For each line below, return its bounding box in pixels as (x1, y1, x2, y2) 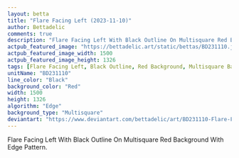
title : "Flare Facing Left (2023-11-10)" (7, 17, 132, 24)
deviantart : (7, 115, 43, 123)
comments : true (7, 30, 53, 38)
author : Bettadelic (7, 23, 65, 30)
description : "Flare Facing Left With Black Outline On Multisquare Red (7, 37, 228, 44)
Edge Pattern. (7, 142, 48, 151)
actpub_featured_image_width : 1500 (7, 50, 113, 57)
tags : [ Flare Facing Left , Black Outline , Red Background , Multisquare (7, 63, 224, 70)
